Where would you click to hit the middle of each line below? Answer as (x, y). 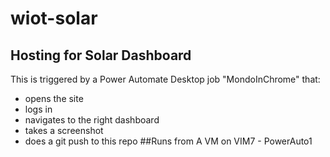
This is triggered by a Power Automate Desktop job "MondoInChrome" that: (165, 79)
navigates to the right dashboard (92, 120)
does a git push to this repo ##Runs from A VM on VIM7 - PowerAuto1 (168, 141)
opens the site (54, 98)
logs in (38, 109)
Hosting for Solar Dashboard (101, 55)
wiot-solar (54, 18)
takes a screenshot (64, 130)
